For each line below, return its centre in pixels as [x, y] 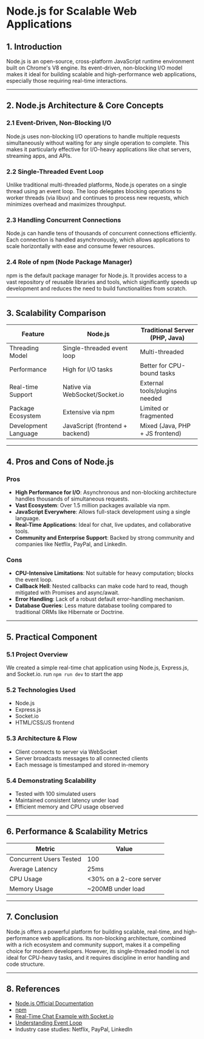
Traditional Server [167, 330]
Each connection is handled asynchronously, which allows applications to [98, 240]
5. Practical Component [52, 637]
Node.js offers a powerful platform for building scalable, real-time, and [94, 932]
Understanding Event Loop [49, 1023]
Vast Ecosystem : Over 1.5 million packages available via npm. [93, 505]
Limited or [154, 409]
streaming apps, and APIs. [39, 155]
